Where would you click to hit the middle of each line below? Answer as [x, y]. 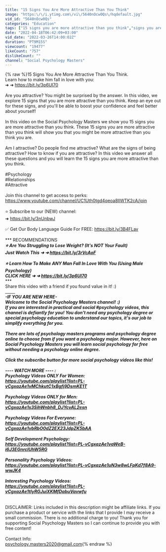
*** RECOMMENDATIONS [31, 240]
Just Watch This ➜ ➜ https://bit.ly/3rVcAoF [51, 252]
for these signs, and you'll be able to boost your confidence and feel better [81, 106]
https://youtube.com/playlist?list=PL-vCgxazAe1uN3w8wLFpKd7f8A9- [81, 465]
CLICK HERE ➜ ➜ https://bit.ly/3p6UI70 [46, 276]
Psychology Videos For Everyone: [41, 418]
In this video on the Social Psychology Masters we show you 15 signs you [80, 122]
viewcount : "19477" [25, 47]
